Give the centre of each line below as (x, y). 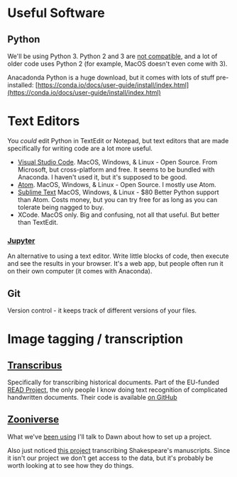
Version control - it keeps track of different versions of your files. (102, 310)
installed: (21, 85)
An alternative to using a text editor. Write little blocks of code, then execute (118, 256)
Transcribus (35, 365)
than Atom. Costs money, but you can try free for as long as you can (117, 199)
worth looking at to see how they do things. (71, 465)
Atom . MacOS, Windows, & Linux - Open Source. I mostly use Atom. (117, 184)
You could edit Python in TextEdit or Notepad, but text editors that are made (118, 140)
